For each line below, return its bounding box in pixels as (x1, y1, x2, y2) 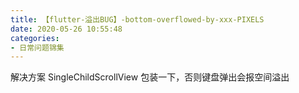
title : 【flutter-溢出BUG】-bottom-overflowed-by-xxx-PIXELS (10, 14, 265, 25)
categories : (10, 33, 60, 43)
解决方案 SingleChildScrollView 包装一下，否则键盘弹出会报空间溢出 (10, 71, 290, 83)
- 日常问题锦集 (10, 42, 65, 53)
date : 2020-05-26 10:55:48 (10, 24, 123, 34)
